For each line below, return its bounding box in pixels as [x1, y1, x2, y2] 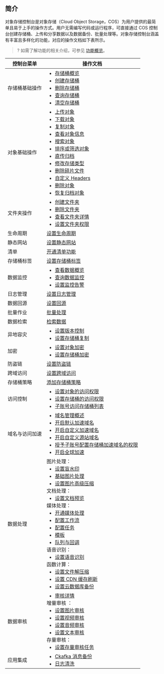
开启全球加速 [55, 448, 84, 455]
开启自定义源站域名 [55, 434, 99, 441]
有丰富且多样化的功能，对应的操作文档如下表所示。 [5, 37, 108, 43]
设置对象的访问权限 [55, 388, 99, 395]
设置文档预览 [55, 494, 84, 501]
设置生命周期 [46, 230, 77, 236]
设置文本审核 [55, 629, 84, 636]
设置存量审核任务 [55, 644, 94, 650]
